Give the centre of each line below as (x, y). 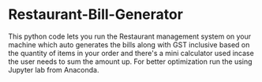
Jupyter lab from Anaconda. (54, 69)
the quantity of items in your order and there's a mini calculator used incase (131, 53)
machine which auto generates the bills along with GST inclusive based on (129, 44)
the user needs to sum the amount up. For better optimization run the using (130, 61)
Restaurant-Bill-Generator (96, 15)
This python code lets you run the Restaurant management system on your (130, 36)
